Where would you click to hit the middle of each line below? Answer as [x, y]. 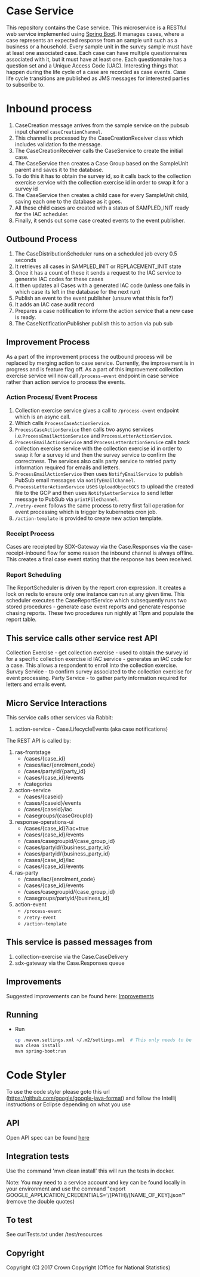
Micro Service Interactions [57, 703]
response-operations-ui [44, 822]
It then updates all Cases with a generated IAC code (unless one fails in [102, 285]
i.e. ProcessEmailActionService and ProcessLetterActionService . [94, 436]
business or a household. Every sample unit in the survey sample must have [99, 47]
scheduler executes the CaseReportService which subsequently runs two [96, 601]
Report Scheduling [34, 575]
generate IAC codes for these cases [59, 279]
